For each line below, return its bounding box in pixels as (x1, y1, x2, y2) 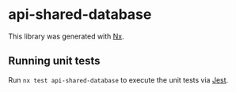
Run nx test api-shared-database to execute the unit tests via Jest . (8, 75, 229, 84)
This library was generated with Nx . (8, 31, 124, 41)
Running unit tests (8, 54, 101, 68)
